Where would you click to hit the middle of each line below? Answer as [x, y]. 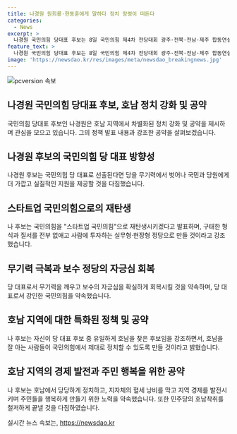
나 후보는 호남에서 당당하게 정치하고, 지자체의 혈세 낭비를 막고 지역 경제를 [108, 390]
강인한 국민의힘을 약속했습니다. [68, 296]
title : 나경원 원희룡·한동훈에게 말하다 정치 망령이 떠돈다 [81, 14]
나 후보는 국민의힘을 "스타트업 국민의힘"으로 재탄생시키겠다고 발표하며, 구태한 [114, 227]
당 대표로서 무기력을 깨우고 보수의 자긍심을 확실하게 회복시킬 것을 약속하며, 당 [114, 287]
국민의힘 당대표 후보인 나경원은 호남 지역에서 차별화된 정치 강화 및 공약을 [107, 123]
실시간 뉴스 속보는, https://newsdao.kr [61, 422]
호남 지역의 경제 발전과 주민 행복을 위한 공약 [96, 372]
